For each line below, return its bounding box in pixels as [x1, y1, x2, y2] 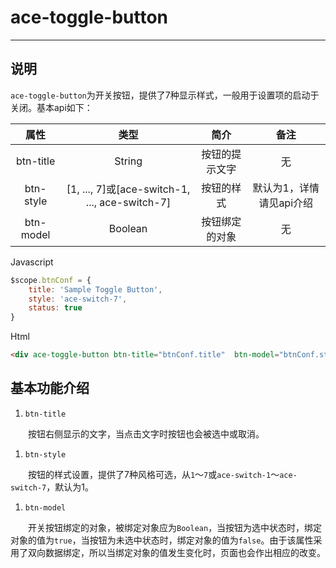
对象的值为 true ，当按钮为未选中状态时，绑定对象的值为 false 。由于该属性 [10, 534, 314, 546]
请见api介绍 [258, 196, 314, 210]
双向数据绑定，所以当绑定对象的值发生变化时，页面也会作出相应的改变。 [27, 546, 326, 558]
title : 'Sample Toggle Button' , [28, 284, 163, 295]
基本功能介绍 [10, 380, 90, 397]
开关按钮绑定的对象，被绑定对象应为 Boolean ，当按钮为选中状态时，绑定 [27, 521, 323, 533]
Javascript [10, 256, 54, 268]
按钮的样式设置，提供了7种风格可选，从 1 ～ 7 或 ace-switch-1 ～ [27, 468, 280, 480]
